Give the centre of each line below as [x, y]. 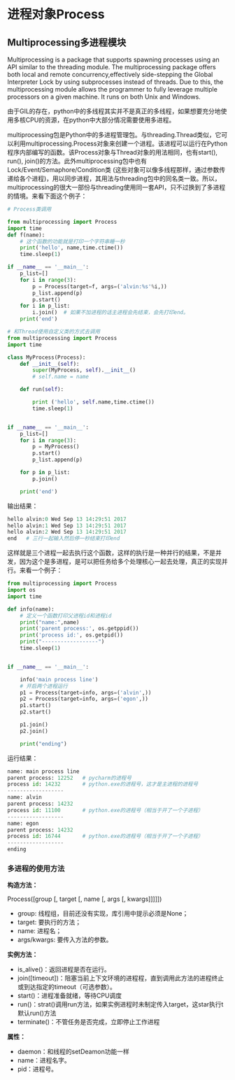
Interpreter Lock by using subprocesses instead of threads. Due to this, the [115, 82]
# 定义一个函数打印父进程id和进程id [66, 616]
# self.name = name [61, 377]
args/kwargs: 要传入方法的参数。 [65, 940]
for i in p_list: [45, 306]
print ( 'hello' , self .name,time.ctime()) [94, 402]
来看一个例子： [41, 570]
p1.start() [36, 706]
